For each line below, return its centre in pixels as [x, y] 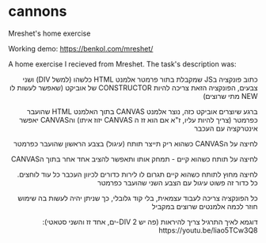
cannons [38, 11]
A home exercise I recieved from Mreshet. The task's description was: [122, 64]
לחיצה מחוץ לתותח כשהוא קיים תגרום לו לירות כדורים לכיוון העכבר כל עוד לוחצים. [137, 174]
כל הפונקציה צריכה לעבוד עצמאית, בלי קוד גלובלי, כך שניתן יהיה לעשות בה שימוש [138, 198]
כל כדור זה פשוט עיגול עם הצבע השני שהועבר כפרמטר [178, 182]
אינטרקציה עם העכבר [226, 128]
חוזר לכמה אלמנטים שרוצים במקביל [205, 206]
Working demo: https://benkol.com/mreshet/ [81, 48]
